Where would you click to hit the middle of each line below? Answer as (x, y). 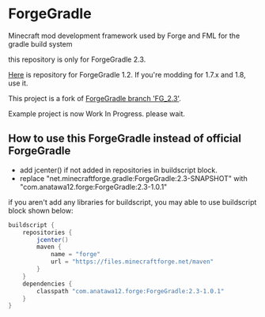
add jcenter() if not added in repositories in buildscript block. (118, 170)
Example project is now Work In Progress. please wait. (97, 113)
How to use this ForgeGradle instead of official (125, 139)
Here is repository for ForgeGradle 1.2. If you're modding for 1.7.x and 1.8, (127, 74)
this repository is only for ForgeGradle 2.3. (77, 59)
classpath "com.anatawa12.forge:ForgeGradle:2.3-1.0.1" (131, 291)
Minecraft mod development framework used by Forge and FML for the (124, 36)
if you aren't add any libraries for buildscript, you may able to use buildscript (132, 202)
